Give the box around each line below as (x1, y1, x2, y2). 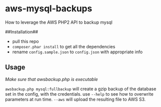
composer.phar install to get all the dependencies (12, 43, 116, 49)
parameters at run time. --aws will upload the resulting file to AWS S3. (5, 96, 146, 102)
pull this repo (12, 38, 39, 44)
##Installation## (5, 29, 38, 35)
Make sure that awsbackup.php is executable (5, 76, 98, 82)
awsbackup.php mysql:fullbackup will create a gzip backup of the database (5, 86, 157, 92)
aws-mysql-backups (5, 3, 93, 14)
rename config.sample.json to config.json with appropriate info (12, 49, 143, 55)
